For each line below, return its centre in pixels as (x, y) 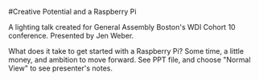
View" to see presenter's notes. (60, 68)
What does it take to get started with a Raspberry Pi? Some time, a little (126, 51)
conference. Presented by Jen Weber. (71, 36)
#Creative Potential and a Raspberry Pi (72, 12)
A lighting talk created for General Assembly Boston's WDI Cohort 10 (122, 27)
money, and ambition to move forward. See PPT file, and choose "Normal (129, 60)
